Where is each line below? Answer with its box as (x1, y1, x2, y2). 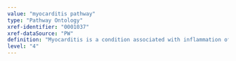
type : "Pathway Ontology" (7, 17, 83, 24)
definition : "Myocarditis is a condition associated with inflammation (7, 36, 221, 43)
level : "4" (7, 43, 39, 50)
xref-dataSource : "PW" (7, 29, 74, 37)
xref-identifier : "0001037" (7, 23, 90, 30)
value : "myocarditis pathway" (7, 10, 96, 18)
